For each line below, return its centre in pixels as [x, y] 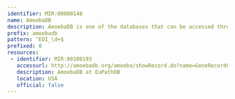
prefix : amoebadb [33, 33]
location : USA [37, 78]
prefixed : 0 [24, 46]
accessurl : [33, 66]
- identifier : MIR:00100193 [51, 59]
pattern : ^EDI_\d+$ [36, 40]
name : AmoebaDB [29, 20]
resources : [23, 53]
